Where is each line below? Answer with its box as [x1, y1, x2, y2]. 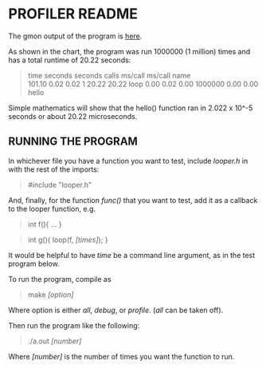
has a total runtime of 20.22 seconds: [8, 55, 131, 65]
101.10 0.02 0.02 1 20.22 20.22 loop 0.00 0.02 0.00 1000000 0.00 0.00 [27, 79, 259, 89]
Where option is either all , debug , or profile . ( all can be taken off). [8, 305, 224, 315]
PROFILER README [8, 5, 138, 23]
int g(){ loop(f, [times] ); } [27, 235, 109, 244]
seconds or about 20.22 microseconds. [8, 111, 138, 121]
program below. [8, 259, 60, 268]
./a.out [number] [27, 336, 82, 346]
